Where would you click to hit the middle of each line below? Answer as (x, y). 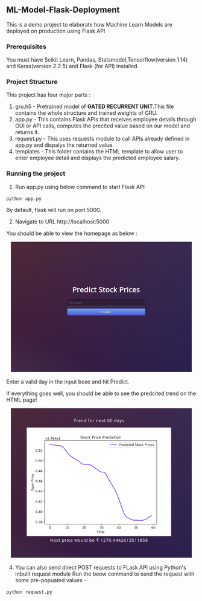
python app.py (24, 199)
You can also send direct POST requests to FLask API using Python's (101, 568)
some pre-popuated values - (51, 580)
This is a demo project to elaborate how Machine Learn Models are (90, 24)
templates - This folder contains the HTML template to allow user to (99, 152)
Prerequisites (26, 47)
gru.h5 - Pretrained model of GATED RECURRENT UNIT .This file (94, 107)
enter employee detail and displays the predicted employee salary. (97, 158)
